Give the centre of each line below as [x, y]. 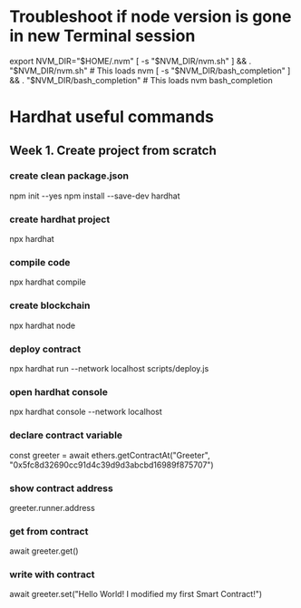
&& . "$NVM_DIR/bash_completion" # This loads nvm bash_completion [141, 80]
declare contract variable [66, 435]
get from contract [49, 531]
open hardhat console [59, 391]
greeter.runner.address [52, 507]
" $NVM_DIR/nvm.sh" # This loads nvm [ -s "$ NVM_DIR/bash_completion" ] [150, 71]
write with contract [52, 574]
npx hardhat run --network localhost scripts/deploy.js [109, 368]
